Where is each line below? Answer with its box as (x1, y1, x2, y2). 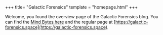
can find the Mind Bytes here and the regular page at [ (5, 19, 116, 25)
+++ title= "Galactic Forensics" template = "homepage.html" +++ (5, 4, 138, 10)
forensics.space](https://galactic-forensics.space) (5, 24, 108, 30)
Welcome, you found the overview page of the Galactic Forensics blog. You (5, 14, 159, 19)
